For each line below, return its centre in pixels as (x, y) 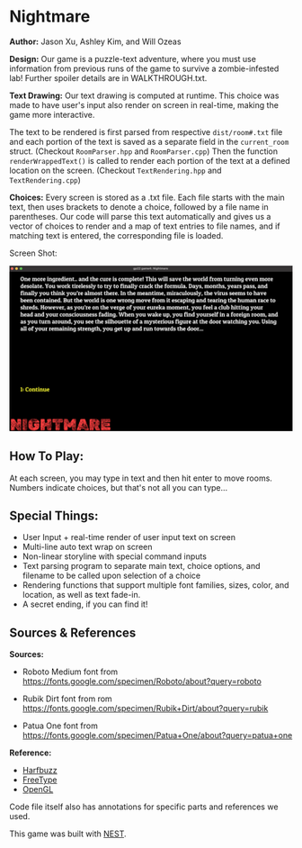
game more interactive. (52, 114)
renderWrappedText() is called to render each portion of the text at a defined (150, 160)
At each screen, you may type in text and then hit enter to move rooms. (141, 478)
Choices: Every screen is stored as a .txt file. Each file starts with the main (147, 197)
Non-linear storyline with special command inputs (114, 556)
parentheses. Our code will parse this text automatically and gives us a (140, 216)
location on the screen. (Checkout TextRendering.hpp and (115, 170)
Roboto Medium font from (70, 672)
